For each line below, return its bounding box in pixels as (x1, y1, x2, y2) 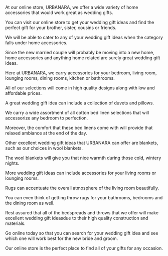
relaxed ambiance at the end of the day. (5, 130, 88, 136)
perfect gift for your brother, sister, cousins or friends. (5, 25, 117, 31)
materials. (5, 220, 26, 226)
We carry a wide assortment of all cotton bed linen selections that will (5, 110, 149, 115)
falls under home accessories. (5, 40, 68, 46)
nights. (5, 160, 20, 166)
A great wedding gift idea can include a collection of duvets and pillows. (5, 100, 154, 106)
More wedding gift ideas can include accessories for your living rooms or (5, 170, 156, 176)
